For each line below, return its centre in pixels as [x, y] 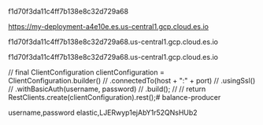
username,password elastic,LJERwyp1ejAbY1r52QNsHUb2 [103, 112]
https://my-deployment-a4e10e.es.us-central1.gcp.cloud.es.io [108, 26]
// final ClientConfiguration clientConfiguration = [87, 72]
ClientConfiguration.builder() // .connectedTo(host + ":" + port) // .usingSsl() [132, 81]
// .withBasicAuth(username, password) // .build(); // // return [107, 89]
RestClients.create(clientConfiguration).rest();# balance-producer [115, 97]
